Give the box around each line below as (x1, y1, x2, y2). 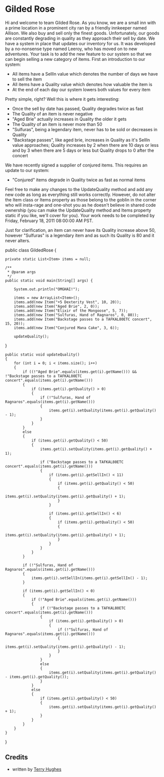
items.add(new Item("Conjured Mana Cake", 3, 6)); (14, 325, 119, 330)
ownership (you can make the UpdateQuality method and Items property (5, 207, 152, 213)
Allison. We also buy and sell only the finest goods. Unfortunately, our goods (5, 30, 160, 36)
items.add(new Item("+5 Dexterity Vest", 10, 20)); (14, 300, 121, 305)
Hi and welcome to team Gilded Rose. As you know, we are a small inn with (5, 20, 156, 26)
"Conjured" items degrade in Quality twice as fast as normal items (12, 177, 145, 183)
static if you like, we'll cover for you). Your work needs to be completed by (5, 212, 155, 218)
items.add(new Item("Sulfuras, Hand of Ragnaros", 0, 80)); (14, 312, 139, 317)
